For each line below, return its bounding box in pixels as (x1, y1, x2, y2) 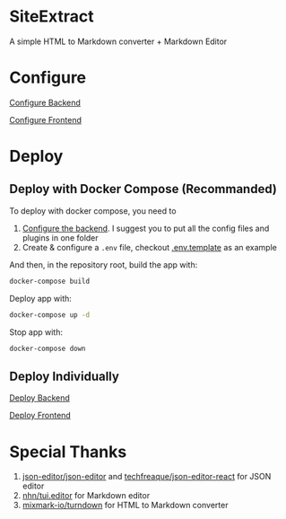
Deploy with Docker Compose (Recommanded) (9, 181, 278, 197)
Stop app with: (9, 326, 64, 338)
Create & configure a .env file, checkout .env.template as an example (22, 242, 278, 252)
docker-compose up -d (9, 310, 91, 320)
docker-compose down (9, 344, 87, 353)
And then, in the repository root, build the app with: (9, 259, 198, 270)
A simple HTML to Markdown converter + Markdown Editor (9, 36, 228, 47)
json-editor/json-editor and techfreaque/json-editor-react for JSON (22, 471, 272, 482)
